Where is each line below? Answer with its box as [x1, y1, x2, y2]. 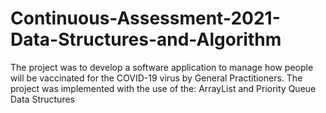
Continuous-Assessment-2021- [10, 7, 281, 30]
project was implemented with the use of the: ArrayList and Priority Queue [10, 82, 317, 94]
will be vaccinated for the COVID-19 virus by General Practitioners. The [10, 72, 303, 84]
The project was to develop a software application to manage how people [10, 61, 314, 73]
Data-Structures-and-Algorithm [10, 28, 282, 51]
